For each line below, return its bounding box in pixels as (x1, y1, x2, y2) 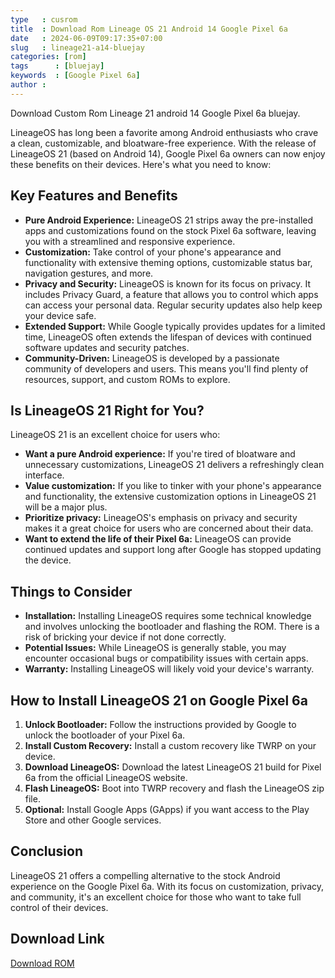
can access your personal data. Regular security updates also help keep (24, 299, 323, 311)
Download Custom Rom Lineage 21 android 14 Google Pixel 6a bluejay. (10, 107, 301, 119)
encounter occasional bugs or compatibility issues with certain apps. (24, 652, 309, 665)
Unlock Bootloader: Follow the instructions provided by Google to (24, 719, 297, 730)
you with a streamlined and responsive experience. (24, 235, 236, 247)
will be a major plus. (24, 501, 108, 513)
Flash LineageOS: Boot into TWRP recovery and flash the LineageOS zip (24, 782, 325, 794)
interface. (24, 469, 65, 481)
